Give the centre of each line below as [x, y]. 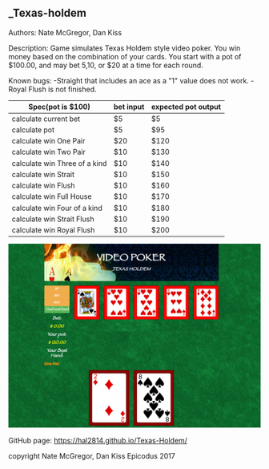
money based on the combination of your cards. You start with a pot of [125, 56]
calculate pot [33, 129]
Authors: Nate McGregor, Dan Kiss [65, 32]
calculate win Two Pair [49, 152]
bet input [129, 107]
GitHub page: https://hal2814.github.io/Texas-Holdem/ [98, 441]
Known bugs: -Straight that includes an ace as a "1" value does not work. [129, 80]
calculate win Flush [43, 186]
